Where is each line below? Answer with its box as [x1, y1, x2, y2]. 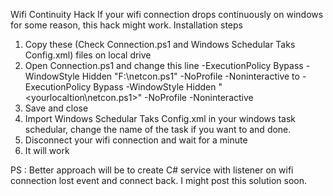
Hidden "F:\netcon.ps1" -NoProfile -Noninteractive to [81, 70, 300, 82]
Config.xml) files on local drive [24, 49, 152, 61]
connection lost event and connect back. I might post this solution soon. [10, 175, 307, 186]
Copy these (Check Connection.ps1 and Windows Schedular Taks [24, 39, 296, 50]
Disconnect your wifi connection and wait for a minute [24, 134, 248, 146]
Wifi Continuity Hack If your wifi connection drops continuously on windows [10, 9, 324, 20]
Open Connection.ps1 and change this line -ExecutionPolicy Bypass [24, 60, 304, 71]
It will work [24, 145, 70, 156]
